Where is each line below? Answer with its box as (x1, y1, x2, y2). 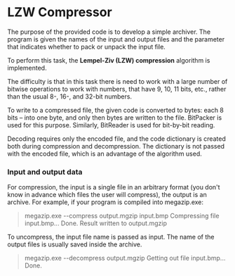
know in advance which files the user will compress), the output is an (7, 191, 207, 199)
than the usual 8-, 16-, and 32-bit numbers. (7, 92, 132, 101)
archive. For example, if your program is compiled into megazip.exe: (7, 198, 204, 206)
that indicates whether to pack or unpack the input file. (7, 42, 166, 51)
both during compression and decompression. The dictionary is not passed (7, 142, 225, 150)
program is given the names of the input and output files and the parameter (7, 34, 225, 43)
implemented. (7, 63, 47, 72)
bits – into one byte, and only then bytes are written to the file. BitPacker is (7, 113, 222, 122)
